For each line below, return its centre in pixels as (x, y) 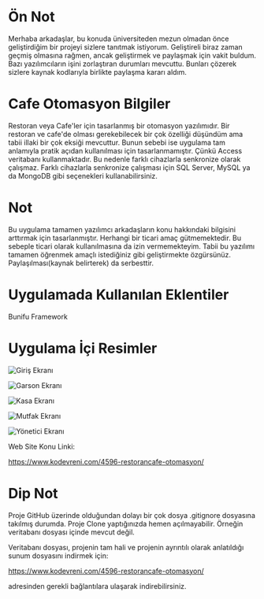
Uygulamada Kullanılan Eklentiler (119, 294)
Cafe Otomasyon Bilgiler (89, 104)
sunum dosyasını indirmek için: (58, 556)
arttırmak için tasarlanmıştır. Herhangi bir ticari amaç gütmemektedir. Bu (125, 238)
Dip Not (33, 493)
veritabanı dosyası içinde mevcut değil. (72, 532)
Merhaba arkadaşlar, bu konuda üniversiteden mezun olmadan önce (119, 39)
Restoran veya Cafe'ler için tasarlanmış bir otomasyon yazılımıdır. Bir (119, 125)
